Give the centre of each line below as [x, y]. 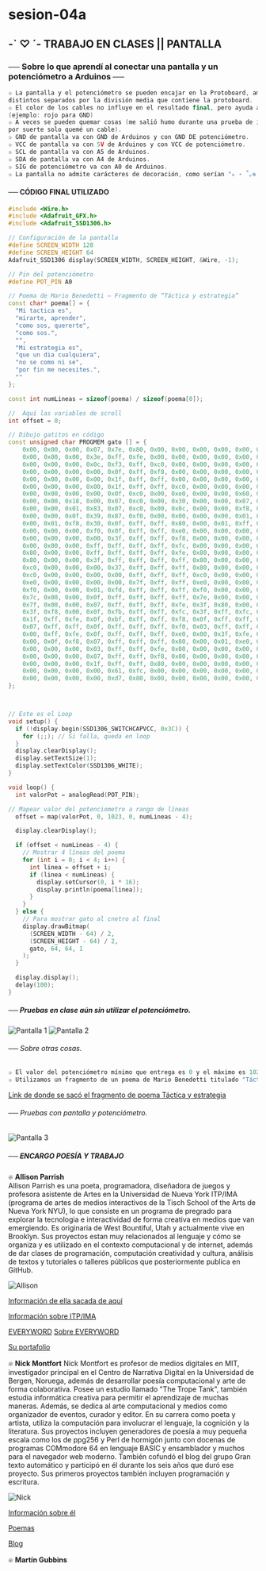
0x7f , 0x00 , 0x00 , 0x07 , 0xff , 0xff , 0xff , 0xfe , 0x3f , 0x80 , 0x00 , [138, 605]
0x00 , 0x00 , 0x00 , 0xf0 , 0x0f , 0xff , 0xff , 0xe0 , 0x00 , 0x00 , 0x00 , [138, 531]
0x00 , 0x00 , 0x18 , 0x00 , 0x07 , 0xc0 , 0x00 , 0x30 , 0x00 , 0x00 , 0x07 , [138, 502]
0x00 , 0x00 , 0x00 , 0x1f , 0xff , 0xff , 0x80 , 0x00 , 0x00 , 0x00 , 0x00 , [138, 664]
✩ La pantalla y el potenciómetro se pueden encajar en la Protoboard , [129, 93]
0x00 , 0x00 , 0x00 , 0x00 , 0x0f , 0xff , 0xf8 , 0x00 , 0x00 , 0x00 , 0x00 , [138, 472]
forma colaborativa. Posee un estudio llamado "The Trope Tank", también [128, 1389]
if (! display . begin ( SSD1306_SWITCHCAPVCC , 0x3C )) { [103, 729]
